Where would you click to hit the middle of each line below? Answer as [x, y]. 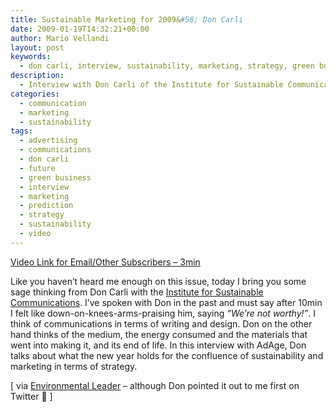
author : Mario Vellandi [60, 38]
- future [37, 168]
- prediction [46, 206]
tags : [21, 131]
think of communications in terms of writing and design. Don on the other [161, 323]
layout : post [37, 47]
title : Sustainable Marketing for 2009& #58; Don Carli [127, 19]
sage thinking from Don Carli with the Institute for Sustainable [137, 292]
